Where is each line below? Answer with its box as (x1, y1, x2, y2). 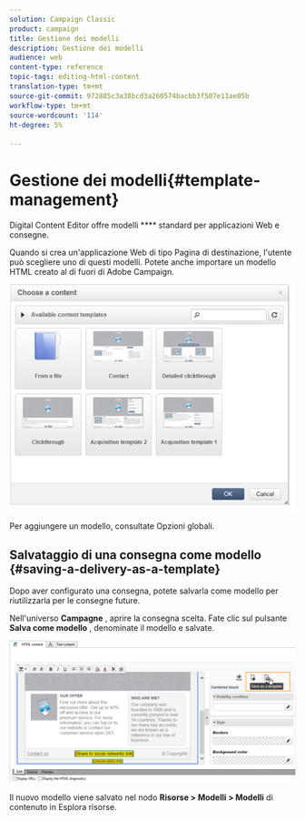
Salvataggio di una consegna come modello (9, 547, 261, 563)
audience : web (9, 53, 64, 63)
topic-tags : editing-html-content (9, 73, 141, 82)
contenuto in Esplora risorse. (9, 802, 117, 813)
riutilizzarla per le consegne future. (9, 595, 141, 606)
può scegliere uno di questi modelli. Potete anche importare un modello (9, 257, 277, 268)
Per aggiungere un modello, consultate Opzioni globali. (9, 521, 215, 532)
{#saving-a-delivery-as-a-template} (9, 561, 221, 577)
